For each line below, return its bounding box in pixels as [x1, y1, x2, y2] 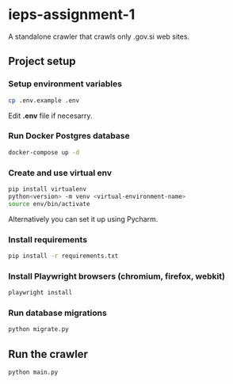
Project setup [8, 55, 77, 68]
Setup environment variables [8, 78, 123, 89]
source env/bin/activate [8, 200, 90, 207]
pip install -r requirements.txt [8, 252, 119, 260]
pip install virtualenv [8, 184, 87, 193]
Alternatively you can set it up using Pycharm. [8, 214, 159, 223]
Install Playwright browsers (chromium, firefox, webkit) [8, 271, 226, 282]
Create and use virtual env [8, 167, 113, 178]
